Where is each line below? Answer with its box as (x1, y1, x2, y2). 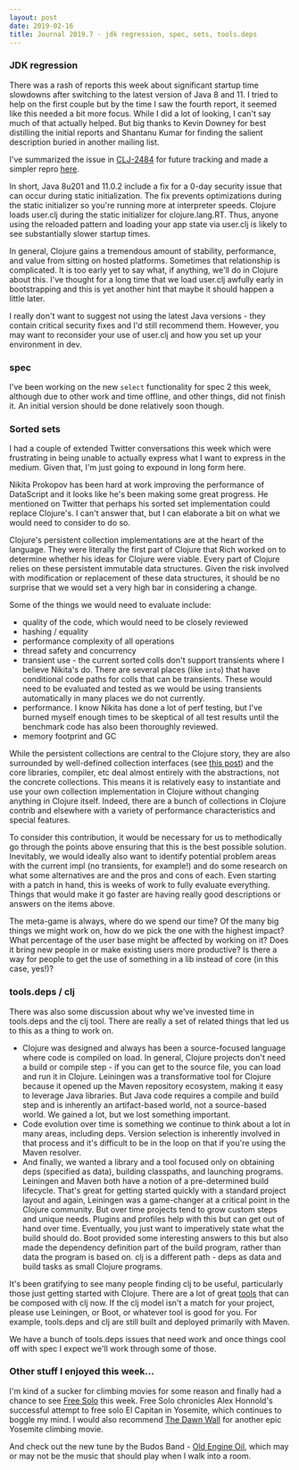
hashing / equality (21, 627, 89, 638)
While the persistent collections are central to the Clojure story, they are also (9, 748, 291, 759)
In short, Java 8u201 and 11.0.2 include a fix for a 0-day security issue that (9, 181, 283, 191)
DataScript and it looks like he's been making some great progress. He (9, 489, 269, 500)
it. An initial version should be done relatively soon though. (9, 400, 225, 411)
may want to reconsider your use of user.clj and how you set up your (9, 329, 262, 340)
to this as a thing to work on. (9, 1025, 114, 1035)
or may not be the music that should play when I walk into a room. (9, 1450, 252, 1461)
